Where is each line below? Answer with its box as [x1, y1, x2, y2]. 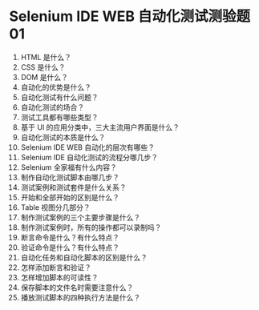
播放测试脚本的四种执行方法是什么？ [20, 292, 141, 302]
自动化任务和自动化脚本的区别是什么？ [20, 252, 148, 262]
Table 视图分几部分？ [20, 202, 91, 212]
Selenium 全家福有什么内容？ [20, 162, 117, 172]
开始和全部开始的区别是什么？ [20, 192, 119, 202]
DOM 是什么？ [20, 72, 69, 82]
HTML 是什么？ [20, 52, 71, 62]
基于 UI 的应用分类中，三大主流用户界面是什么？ [20, 122, 180, 132]
